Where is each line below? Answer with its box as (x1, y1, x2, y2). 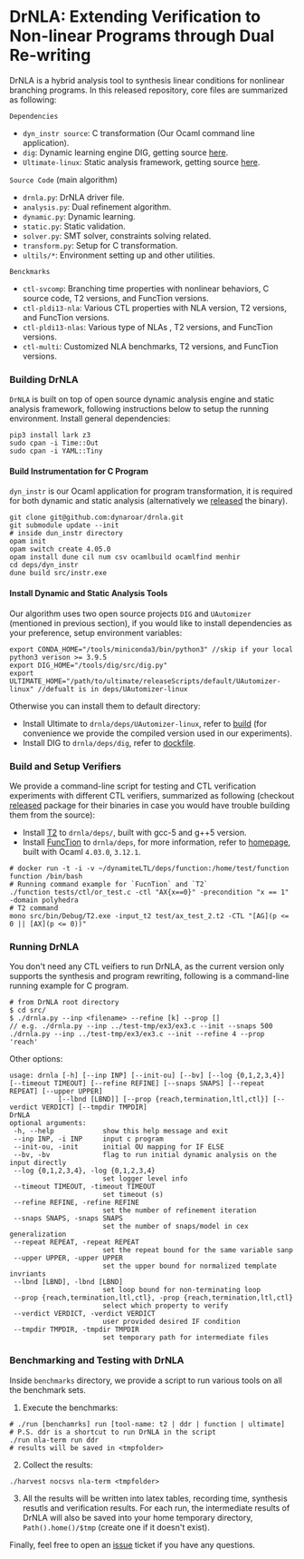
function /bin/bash (9, 871, 83, 881)
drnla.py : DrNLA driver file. (22, 191, 125, 202)
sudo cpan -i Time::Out (9, 438, 100, 448)
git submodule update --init (9, 521, 119, 530)
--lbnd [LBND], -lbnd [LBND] (13, 1278, 124, 1287)
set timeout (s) (102, 1191, 165, 1200)
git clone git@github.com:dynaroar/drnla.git (9, 513, 184, 523)
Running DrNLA (9, 940, 80, 953)
